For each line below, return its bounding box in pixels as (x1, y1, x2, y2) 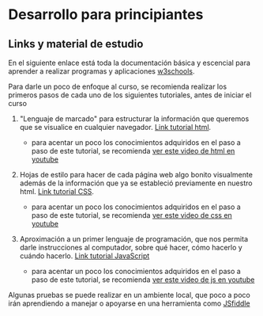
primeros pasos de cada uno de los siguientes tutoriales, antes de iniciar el (8, 90, 252, 100)
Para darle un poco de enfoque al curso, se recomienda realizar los (8, 82, 227, 91)
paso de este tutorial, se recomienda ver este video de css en (31, 211, 233, 219)
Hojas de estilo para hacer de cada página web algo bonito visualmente (19, 170, 253, 179)
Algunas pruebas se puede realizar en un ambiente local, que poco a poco (8, 291, 250, 299)
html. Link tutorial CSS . (19, 187, 95, 196)
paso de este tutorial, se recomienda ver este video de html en (31, 147, 235, 155)
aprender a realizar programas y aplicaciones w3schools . (8, 67, 195, 76)
